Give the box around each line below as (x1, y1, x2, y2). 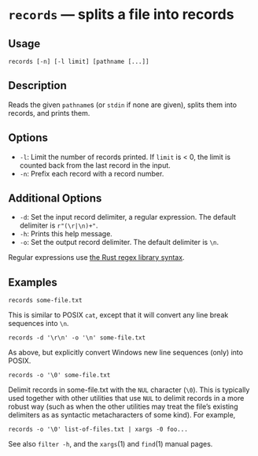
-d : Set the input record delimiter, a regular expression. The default (19, 213, 236, 222)
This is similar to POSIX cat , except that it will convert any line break (8, 310, 229, 320)
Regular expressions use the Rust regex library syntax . (8, 253, 185, 262)
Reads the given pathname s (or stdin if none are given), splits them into (8, 100, 238, 109)
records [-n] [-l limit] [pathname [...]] (8, 57, 149, 65)
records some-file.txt (8, 297, 83, 305)
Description (8, 79, 67, 92)
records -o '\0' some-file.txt (8, 372, 111, 380)
